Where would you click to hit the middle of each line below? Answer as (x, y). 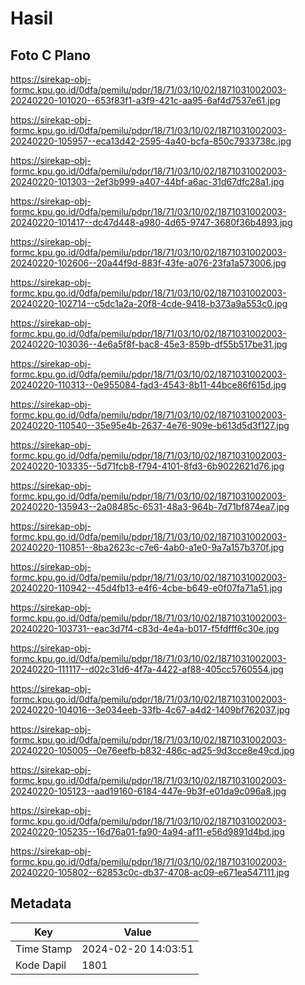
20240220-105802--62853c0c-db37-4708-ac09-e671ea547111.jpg (150, 872)
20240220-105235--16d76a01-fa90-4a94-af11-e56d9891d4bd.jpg (147, 831)
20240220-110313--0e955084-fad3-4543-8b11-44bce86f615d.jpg (148, 385)
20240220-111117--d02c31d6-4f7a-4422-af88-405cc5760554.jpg (147, 669)
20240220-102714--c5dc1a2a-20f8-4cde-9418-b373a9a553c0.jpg (149, 303)
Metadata (41, 903)
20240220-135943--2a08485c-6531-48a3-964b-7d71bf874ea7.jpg (150, 506)
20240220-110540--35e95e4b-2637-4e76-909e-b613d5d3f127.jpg (150, 425)
